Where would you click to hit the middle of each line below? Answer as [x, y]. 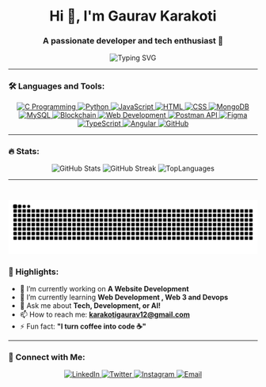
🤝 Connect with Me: [47, 357]
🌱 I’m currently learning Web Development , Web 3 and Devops [124, 297]
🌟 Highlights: [34, 272]
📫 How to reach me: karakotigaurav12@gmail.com [104, 314]
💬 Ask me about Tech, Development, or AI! [90, 306]
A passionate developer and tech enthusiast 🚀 [133, 41]
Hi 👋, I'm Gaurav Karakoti [133, 16]
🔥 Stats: [24, 151]
